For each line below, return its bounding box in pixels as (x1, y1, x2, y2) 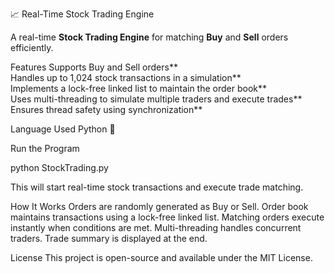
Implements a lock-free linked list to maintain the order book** (10, 83, 268, 94)
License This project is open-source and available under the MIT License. (10, 252, 313, 263)
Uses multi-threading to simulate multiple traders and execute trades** (10, 93, 303, 105)
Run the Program (10, 143, 80, 154)
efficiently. (10, 42, 54, 53)
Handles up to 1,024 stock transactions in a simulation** (10, 72, 242, 83)
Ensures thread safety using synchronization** (10, 104, 203, 115)
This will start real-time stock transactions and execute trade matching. (10, 181, 304, 193)
